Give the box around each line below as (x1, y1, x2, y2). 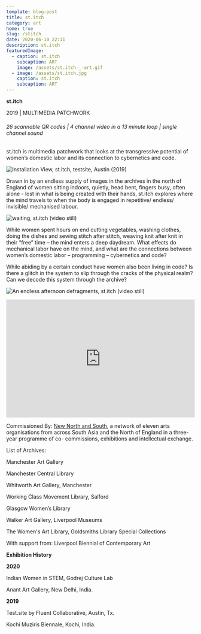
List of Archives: (6, 447, 47, 454)
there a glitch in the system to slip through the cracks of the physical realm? (6, 270, 193, 277)
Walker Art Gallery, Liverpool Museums (6, 517, 103, 524)
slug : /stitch (6, 31, 42, 37)
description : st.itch (6, 43, 60, 49)
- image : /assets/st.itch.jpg (11, 70, 87, 76)
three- (173, 429, 189, 436)
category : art (6, 20, 42, 26)
